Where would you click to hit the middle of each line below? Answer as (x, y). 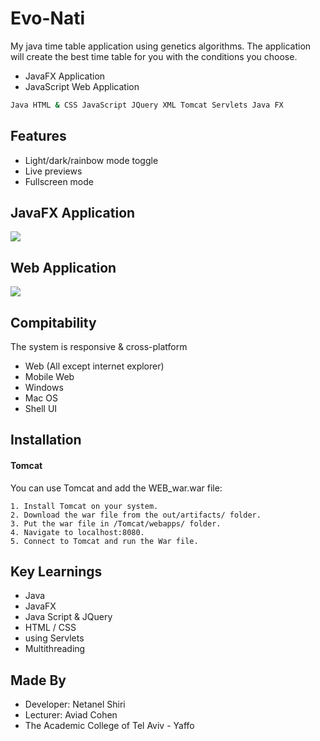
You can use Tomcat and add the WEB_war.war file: (116, 488)
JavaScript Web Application (82, 86)
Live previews (53, 171)
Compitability (53, 322)
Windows (44, 388)
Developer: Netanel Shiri (75, 704)
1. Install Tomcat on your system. (84, 506)
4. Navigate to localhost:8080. (77, 532)
